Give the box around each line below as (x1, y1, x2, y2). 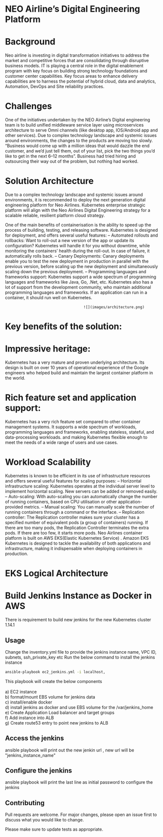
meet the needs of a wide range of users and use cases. (5, 440, 118, 445)
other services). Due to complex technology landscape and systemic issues (5, 132, 157, 138)
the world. (5, 375, 26, 381)
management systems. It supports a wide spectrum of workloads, (5, 424, 137, 430)
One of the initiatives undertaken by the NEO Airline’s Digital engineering (5, 117, 150, 123)
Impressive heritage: (5, 343, 91, 354)
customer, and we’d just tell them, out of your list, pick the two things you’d (5, 148, 155, 154)
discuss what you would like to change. (5, 817, 84, 823)
